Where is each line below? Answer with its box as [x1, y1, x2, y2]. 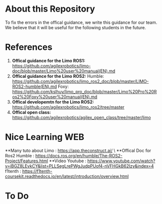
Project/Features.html [5, 158, 49, 164]
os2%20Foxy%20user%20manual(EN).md [12, 94, 97, 100]
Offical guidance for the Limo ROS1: [12, 57, 86, 64]
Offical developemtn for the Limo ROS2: [12, 99, 94, 105]
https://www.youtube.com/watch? [87, 158, 156, 164]
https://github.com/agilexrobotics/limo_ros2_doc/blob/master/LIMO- [12, 78, 149, 84]
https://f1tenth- [22, 168, 52, 174]
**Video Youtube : [49, 158, 86, 164]
